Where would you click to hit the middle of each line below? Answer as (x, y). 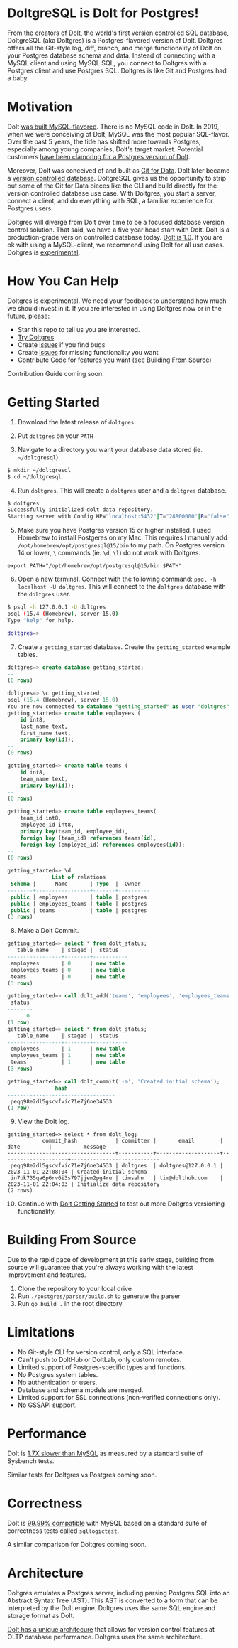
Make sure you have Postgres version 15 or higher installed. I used (114, 530)
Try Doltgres (36, 337)
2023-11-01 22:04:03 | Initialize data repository (84, 1184)
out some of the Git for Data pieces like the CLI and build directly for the (112, 186)
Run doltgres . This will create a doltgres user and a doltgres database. (122, 490)
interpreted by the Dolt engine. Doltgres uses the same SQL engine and (112, 1607)
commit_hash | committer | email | (132, 1141)
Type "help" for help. (41, 620)
